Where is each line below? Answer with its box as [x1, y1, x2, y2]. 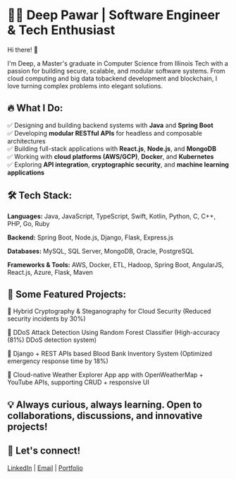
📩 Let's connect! [7, 445, 81, 457]
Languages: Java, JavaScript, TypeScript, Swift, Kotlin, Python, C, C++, [7, 212, 216, 220]
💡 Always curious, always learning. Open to [7, 398, 202, 410]
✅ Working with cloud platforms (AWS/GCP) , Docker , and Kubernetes [7, 152, 214, 160]
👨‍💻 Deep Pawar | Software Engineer [7, 7, 221, 23]
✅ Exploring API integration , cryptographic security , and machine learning [7, 160, 229, 169]
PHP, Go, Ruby [7, 219, 50, 227]
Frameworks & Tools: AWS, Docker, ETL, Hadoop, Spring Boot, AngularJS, [7, 260, 224, 268]
